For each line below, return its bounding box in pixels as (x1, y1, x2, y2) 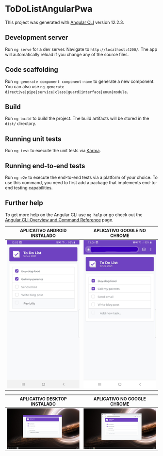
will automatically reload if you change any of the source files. (5, 51, 129, 57)
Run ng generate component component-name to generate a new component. (5, 79, 155, 84)
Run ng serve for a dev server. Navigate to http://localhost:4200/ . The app (5, 46, 158, 52)
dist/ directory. (5, 121, 36, 126)
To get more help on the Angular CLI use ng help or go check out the (5, 212, 143, 218)
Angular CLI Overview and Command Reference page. (5, 217, 114, 222)
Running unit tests (5, 135, 62, 143)
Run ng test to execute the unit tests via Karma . (5, 148, 101, 154)
